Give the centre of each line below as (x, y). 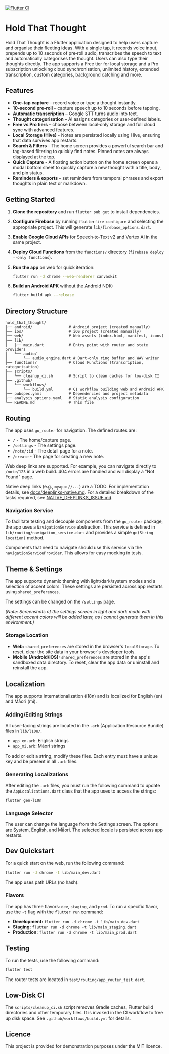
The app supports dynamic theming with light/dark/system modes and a (80, 581)
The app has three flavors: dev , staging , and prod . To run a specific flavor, (82, 906)
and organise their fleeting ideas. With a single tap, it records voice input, (81, 48)
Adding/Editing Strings (34, 714)
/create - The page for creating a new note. (58, 456)
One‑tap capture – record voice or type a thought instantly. (74, 103)
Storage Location (27, 635)
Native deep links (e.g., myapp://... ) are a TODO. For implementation (77, 486)
